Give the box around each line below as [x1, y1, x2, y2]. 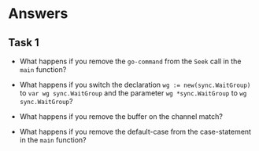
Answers [8, 5, 68, 23]
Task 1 [8, 36, 39, 49]
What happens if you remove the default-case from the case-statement [19, 127, 252, 136]
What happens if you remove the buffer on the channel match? [19, 112, 223, 121]
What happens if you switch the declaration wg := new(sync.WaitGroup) [19, 80, 251, 89]
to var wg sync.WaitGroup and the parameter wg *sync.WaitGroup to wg [19, 88, 247, 98]
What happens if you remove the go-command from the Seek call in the [19, 56, 242, 66]
